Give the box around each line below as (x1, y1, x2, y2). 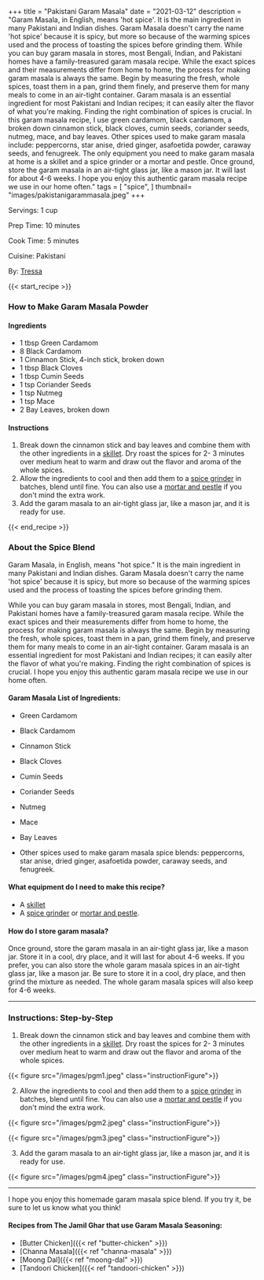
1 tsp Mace (19, 397, 55, 406)
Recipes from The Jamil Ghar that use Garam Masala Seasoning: (8, 1221, 222, 1230)
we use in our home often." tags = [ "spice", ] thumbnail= (8, 182, 192, 191)
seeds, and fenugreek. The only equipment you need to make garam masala (8, 149, 255, 158)
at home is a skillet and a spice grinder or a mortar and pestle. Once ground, (8, 157, 255, 166)
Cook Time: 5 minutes (8, 236, 79, 245)
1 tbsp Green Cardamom (19, 338, 98, 348)
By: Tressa (8, 266, 43, 276)
